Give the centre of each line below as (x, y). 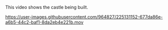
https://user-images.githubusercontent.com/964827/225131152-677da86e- (84, 17)
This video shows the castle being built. (47, 7)
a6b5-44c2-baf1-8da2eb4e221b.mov (44, 22)
